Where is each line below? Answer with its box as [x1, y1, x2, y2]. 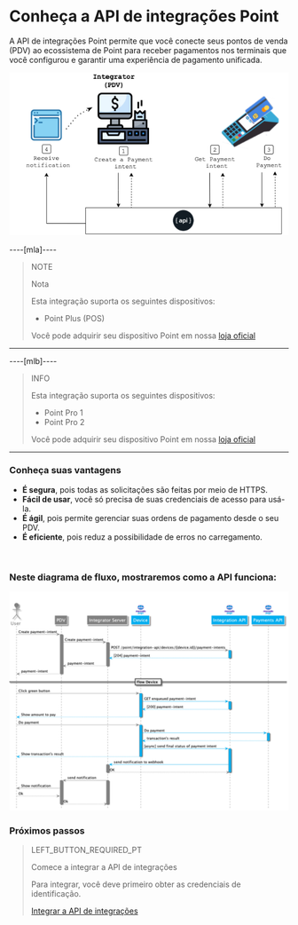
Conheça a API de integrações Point [9, 6, 279, 27]
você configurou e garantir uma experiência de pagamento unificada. [9, 54, 263, 65]
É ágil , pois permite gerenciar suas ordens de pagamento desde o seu [21, 512, 279, 523]
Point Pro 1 [43, 407, 84, 418]
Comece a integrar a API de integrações [30, 862, 177, 873]
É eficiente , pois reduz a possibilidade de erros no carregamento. [21, 531, 263, 542]
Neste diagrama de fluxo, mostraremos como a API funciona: [9, 571, 278, 583]
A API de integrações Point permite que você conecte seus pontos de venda [9, 36, 288, 46]
